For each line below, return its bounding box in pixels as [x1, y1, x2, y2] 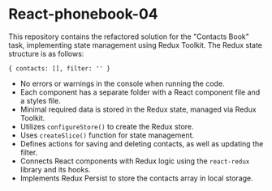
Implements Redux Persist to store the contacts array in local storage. [19, 173, 253, 183]
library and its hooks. [19, 164, 91, 174]
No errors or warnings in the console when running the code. [19, 79, 225, 88]
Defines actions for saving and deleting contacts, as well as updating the [19, 138, 264, 148]
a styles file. [19, 95, 61, 105]
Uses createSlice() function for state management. [19, 130, 195, 140]
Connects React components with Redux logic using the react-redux [19, 155, 250, 166]
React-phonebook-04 [8, 5, 158, 23]
